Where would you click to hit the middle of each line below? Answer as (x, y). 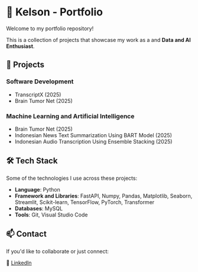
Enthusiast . (20, 46)
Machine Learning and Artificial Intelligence (70, 116)
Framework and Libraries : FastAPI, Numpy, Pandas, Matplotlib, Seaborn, (103, 196)
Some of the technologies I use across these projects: (72, 178)
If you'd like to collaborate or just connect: (58, 251)
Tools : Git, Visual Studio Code (51, 215)
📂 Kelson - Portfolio (55, 12)
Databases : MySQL (39, 208)
